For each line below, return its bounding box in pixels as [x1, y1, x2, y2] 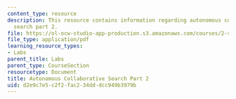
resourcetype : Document [7, 68, 77, 75]
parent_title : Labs [7, 56, 65, 63]
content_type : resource [7, 10, 77, 17]
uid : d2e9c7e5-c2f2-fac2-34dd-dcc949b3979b [7, 82, 137, 89]
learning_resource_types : [7, 43, 83, 49]
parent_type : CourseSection [7, 62, 90, 69]
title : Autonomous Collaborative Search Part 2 [7, 75, 150, 82]
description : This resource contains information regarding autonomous [7, 17, 221, 24]
